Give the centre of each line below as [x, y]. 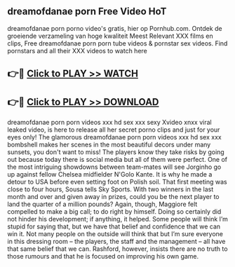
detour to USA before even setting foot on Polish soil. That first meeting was [117, 182]
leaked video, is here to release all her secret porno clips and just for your [114, 130]
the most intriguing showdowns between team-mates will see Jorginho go [114, 167]
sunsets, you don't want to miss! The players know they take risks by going [116, 152]
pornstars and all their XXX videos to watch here [77, 50]
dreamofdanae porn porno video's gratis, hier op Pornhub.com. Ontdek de [115, 28]
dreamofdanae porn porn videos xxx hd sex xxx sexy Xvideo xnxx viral [109, 123]
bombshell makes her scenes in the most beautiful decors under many [109, 145]
